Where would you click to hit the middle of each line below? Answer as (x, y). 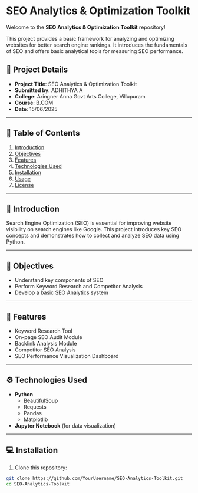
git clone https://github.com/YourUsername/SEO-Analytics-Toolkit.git (95, 478)
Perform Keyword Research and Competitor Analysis (79, 287)
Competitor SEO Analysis (45, 350)
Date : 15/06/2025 (36, 109)
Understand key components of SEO (59, 280)
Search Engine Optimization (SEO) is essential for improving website (89, 223)
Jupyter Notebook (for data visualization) (65, 425)
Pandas (33, 413)
